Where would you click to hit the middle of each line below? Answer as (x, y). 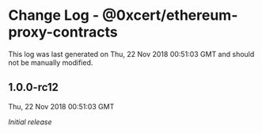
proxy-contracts (63, 32)
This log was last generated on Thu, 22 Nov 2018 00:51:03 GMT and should (131, 54)
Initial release (30, 122)
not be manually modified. (51, 63)
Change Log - (54, 15)
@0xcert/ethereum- (170, 15)
